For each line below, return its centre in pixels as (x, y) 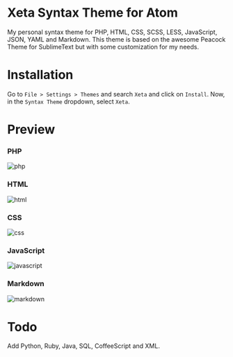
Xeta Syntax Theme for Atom (93, 13)
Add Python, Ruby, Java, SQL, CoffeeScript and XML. (83, 346)
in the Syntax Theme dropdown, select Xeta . (69, 101)
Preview (31, 130)
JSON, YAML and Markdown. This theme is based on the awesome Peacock (116, 39)
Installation (40, 75)
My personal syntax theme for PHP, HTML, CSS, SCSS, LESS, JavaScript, (112, 32)
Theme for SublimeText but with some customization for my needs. (103, 47)
